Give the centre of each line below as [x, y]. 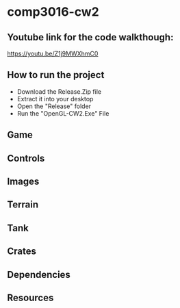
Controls [26, 158]
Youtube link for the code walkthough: [90, 37]
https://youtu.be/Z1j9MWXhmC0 [53, 53]
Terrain [23, 205]
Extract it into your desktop [55, 99]
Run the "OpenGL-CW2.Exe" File [63, 113]
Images [23, 181]
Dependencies [39, 274]
